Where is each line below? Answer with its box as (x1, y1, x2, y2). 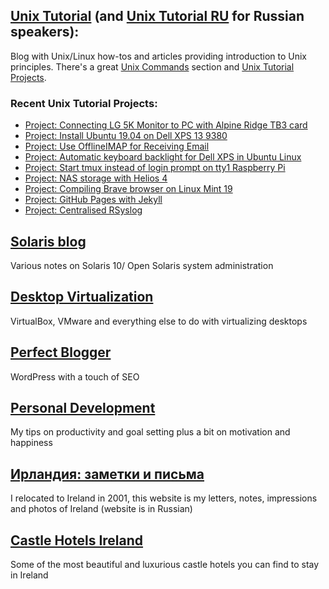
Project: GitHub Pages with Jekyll (24, 194, 163, 206)
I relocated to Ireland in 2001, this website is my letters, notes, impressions (10, 492, 318, 504)
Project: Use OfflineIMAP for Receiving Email (24, 140, 210, 153)
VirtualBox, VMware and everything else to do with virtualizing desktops (10, 315, 308, 327)
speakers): (10, 24, 80, 41)
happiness (10, 437, 53, 449)
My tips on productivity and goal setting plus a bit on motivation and (10, 426, 291, 438)
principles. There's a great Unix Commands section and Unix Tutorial (10, 60, 295, 73)
